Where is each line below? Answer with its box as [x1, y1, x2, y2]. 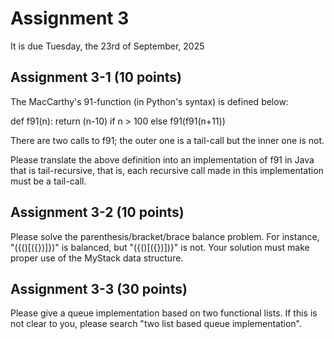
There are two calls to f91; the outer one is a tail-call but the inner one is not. [10, 134, 325, 146]
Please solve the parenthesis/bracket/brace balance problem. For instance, [10, 230, 320, 242]
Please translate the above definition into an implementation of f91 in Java [10, 153, 315, 166]
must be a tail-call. [10, 175, 87, 187]
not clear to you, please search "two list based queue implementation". [10, 318, 302, 330]
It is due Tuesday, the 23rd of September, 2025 [10, 40, 205, 52]
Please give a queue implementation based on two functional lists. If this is [10, 307, 318, 319]
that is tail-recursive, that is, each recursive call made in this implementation [10, 164, 324, 176]
